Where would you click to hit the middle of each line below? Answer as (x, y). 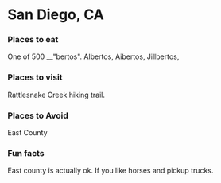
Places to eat (33, 40)
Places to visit (35, 77)
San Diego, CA (56, 15)
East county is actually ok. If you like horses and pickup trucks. (111, 171)
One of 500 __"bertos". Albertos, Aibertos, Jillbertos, (93, 56)
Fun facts (26, 153)
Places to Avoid (38, 115)
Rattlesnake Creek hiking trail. (56, 95)
